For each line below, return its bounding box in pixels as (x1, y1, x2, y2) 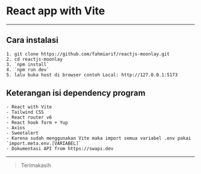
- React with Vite (6, 104, 52, 110)
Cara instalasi (6, 35, 59, 45)
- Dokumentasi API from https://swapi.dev (6, 145, 114, 151)
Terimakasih (20, 161, 51, 169)
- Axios (6, 125, 26, 130)
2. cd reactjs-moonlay (6, 56, 63, 62)
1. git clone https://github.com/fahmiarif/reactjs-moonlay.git (6, 51, 170, 57)
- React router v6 (6, 114, 52, 120)
